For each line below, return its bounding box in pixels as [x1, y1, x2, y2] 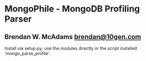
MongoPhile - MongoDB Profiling [4, 3, 140, 14]
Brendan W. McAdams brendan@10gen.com [4, 33, 142, 41]
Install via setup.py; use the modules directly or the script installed [4, 46, 137, 51]
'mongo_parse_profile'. [4, 50, 50, 56]
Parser [4, 13, 32, 24]
